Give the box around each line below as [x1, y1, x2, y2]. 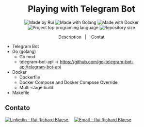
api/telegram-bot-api [19, 64, 62, 70]
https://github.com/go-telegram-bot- [60, 59, 134, 64]
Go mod [19, 53, 35, 59]
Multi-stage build [19, 84, 54, 90]
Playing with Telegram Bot [27, 3, 136, 15]
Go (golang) [12, 48, 36, 54]
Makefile [12, 90, 30, 95]
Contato [5, 104, 30, 112]
